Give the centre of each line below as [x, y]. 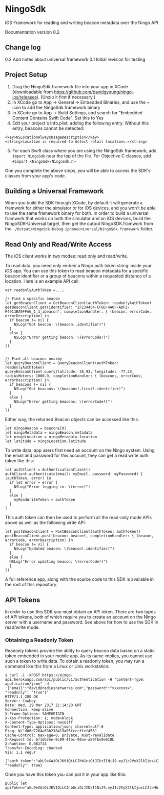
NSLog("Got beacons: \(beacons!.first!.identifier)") [70, 389]
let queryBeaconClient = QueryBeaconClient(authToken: [62, 363]
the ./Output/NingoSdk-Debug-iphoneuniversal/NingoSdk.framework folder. [79, 229]
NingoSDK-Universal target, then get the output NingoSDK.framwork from [79, 224]
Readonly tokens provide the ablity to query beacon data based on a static [80, 651]
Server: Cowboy [20, 701]
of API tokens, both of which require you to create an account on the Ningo [81, 617]
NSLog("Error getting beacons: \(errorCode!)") [63, 402]
